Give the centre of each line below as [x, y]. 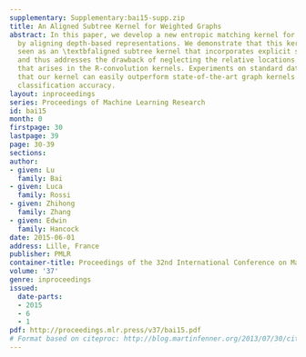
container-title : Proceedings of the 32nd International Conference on [148, 263]
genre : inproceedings [51, 280]
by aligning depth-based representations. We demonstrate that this [150, 43]
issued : [24, 288]
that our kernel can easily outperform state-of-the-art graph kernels [157, 77]
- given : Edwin [38, 220]
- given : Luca [36, 187]
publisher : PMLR [40, 254]
